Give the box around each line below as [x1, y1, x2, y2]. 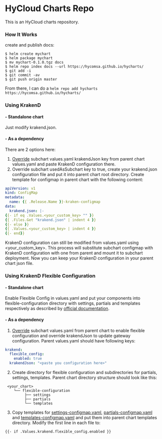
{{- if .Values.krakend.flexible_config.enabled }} [5, 429, 111, 434]
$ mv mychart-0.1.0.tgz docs [5, 60, 64, 65]
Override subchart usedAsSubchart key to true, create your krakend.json [12, 166, 158, 172]
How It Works [5, 31, 38, 38]
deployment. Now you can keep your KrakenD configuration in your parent [5, 255, 153, 261]
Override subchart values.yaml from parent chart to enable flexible [12, 327, 145, 333]
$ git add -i [5, 68, 31, 73]
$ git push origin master [5, 77, 57, 82]
